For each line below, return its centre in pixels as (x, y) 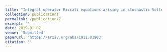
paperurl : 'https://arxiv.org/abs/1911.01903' (54, 38)
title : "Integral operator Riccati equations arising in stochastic (78, 10)
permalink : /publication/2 (33, 19)
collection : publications (32, 14)
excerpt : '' (17, 24)
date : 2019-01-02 (23, 28)
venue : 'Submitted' (25, 33)
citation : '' (19, 42)
